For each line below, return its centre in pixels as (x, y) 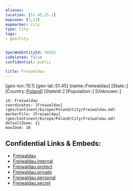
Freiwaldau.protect (32, 167)
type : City (17, 29)
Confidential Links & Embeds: (53, 144)
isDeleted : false (24, 57)
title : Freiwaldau (25, 71)
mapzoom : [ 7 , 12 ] (23, 20)
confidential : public (28, 62)
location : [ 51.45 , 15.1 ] (31, 15)
